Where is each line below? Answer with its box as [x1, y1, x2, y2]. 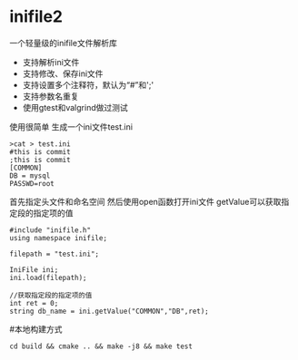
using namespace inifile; [9, 233, 107, 242]
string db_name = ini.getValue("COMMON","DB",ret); [9, 306, 209, 316]
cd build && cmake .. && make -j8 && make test [9, 342, 194, 351]
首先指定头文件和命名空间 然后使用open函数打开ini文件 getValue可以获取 [9, 196, 282, 207]
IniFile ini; [9, 265, 59, 274]
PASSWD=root [9, 179, 55, 188]
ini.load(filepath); [9, 273, 88, 282]
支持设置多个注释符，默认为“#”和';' [22, 79, 154, 90]
